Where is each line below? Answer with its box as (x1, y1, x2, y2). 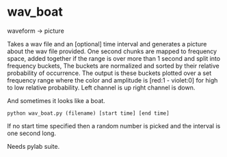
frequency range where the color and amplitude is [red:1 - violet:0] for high (7, 76, 218, 84)
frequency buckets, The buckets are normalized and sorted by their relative (7, 61, 220, 70)
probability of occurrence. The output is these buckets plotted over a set (7, 69, 212, 77)
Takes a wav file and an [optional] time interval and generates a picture (7, 40, 207, 48)
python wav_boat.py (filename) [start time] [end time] (7, 110, 170, 117)
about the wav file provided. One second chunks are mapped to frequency (7, 47, 217, 55)
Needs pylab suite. (7, 142, 60, 150)
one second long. (7, 129, 57, 137)
